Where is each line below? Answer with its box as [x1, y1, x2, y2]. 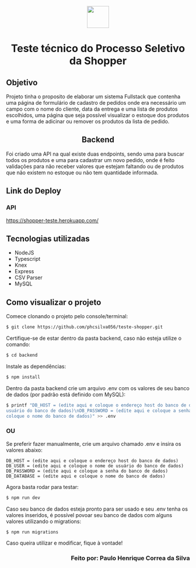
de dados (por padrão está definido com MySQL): [6, 391, 126, 398]
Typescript [14, 256, 41, 263]
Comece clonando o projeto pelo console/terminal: [6, 313, 128, 320]
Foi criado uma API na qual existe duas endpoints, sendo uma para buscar [6, 150, 185, 157]
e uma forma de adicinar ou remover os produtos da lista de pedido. [6, 118, 170, 125]
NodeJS [14, 249, 34, 256]
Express [14, 268, 34, 275]
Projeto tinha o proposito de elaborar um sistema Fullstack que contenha [6, 93, 181, 100]
